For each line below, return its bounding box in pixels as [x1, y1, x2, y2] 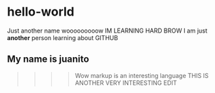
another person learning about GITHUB [7, 33, 118, 41]
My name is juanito [7, 54, 89, 65]
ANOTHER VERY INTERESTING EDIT [74, 79, 177, 87]
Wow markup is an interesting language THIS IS [74, 71, 210, 79]
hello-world [7, 4, 75, 20]
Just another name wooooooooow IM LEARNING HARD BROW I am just [7, 26, 208, 35]
